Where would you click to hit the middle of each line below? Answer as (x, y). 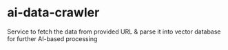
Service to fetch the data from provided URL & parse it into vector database (114, 32)
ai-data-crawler (53, 13)
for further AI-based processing (52, 38)
